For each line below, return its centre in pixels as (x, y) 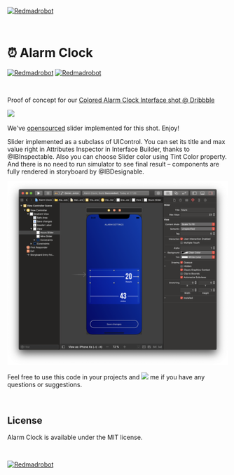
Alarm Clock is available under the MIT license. (75, 437)
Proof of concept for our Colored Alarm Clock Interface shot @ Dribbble (111, 100)
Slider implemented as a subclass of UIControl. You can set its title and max (116, 141)
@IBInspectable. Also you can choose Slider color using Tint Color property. (117, 156)
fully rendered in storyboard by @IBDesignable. (76, 171)
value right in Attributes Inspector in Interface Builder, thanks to (99, 149)
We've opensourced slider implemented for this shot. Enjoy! (94, 128)
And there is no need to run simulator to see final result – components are (113, 164)
